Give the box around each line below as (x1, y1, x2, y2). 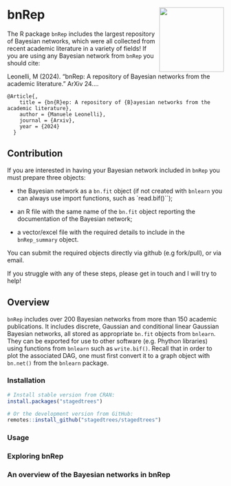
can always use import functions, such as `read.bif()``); (16, 193, 173, 202)
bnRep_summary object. (16, 235, 79, 244)
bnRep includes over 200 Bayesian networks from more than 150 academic (7, 315, 217, 323)
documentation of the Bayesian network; (16, 214, 133, 223)
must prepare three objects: (7, 173, 86, 182)
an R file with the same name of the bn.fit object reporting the (16, 207, 196, 215)
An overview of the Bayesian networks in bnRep (7, 470, 170, 480)
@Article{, (7, 93, 38, 100)
